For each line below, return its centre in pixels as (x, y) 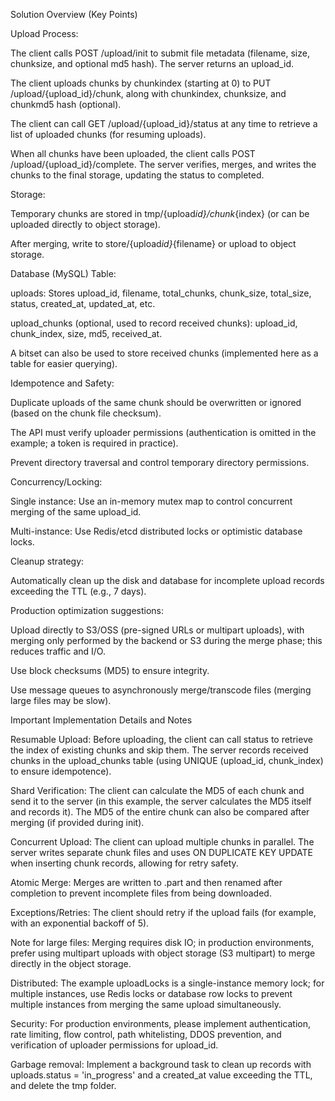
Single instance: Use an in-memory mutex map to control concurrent (151, 501)
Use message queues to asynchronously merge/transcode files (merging (161, 690)
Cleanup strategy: (47, 561)
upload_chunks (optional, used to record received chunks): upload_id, (154, 323)
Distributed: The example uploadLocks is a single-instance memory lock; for (167, 983)
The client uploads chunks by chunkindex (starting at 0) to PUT (141, 83)
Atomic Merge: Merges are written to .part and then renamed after (146, 882)
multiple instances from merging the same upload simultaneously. (146, 1004)
